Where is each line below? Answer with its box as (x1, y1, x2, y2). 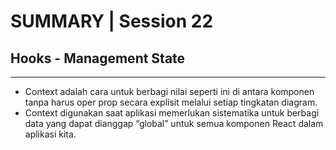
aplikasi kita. (24, 128, 77, 140)
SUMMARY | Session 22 (10, 10, 214, 33)
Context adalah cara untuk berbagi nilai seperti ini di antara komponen (24, 86, 315, 97)
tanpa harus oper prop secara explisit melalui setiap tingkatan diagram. (24, 96, 318, 108)
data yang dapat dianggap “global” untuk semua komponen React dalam (24, 118, 324, 129)
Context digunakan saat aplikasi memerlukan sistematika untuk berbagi (24, 107, 320, 119)
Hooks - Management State (10, 50, 186, 67)
